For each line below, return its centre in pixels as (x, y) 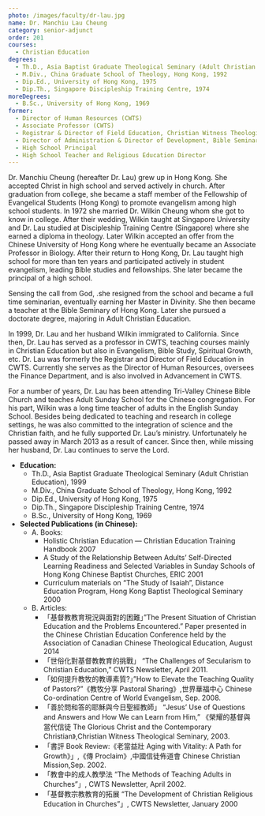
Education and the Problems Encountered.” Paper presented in (145, 626)
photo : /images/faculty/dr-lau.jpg (67, 15)
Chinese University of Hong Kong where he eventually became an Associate (132, 245)
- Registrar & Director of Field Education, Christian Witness (121, 133)
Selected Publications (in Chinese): (78, 524)
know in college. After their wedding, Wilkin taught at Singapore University (129, 220)
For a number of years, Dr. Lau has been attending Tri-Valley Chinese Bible (129, 391)
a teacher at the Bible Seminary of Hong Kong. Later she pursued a (117, 310)
